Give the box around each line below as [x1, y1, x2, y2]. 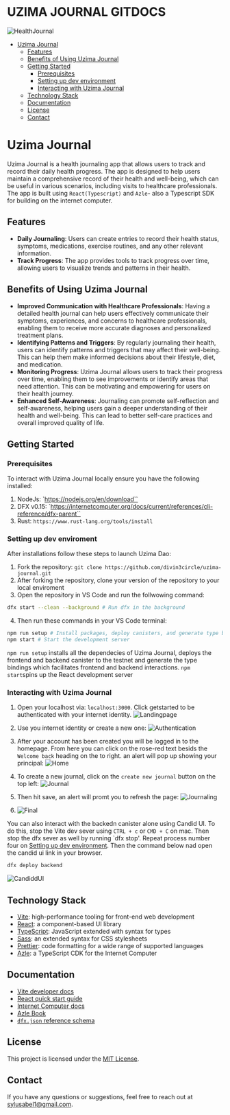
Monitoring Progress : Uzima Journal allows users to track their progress [16, 367, 222, 376]
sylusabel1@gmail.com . [7, 1100, 73, 1108]
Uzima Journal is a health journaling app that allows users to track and [7, 159, 205, 168]
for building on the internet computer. [7, 196, 113, 205]
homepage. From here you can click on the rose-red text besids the [16, 744, 207, 752]
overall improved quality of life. [16, 418, 105, 426]
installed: [7, 482, 33, 490]
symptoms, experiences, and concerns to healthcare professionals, [16, 317, 207, 325]
